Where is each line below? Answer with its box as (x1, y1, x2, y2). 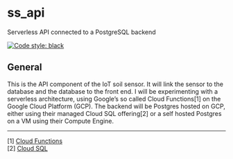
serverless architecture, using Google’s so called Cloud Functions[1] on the (7, 94, 221, 103)
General (7, 61, 43, 74)
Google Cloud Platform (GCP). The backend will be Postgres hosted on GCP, (7, 102, 225, 110)
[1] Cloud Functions (7, 137, 63, 145)
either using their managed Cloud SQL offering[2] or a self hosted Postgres (7, 109, 222, 117)
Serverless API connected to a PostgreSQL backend (7, 28, 156, 36)
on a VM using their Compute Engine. (7, 117, 114, 125)
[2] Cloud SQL (7, 144, 49, 152)
